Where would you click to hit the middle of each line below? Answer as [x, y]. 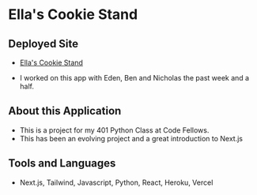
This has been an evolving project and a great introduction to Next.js [131, 138]
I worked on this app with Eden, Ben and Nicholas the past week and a [134, 78]
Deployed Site [43, 44]
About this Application [65, 111]
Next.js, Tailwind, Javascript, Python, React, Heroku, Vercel [116, 182]
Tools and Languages [62, 163]
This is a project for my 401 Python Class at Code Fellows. [114, 130]
